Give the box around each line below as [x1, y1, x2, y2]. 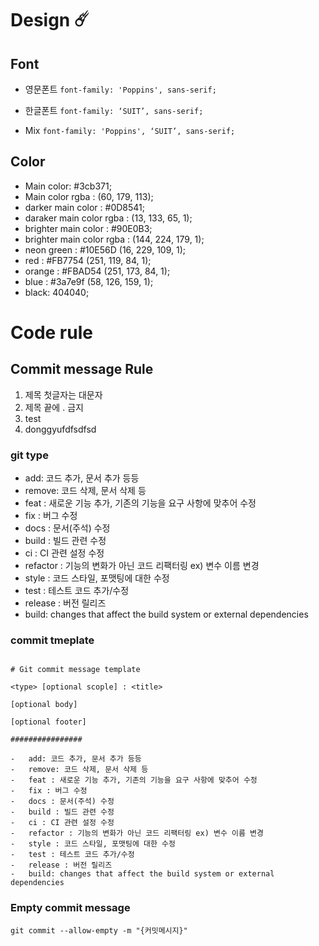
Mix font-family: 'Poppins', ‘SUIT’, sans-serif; [24, 125, 236, 136]
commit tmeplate [10, 633, 95, 647]
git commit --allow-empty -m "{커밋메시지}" [10, 925, 188, 936]
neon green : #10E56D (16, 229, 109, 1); [24, 243, 187, 256]
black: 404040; [24, 286, 90, 298]
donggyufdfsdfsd [24, 423, 97, 435]
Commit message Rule [10, 361, 154, 378]
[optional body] [10, 700, 78, 710]
